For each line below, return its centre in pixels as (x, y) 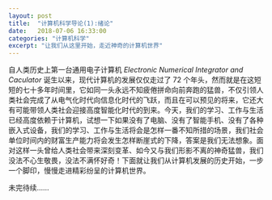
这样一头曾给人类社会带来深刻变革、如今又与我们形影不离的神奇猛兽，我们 (139, 151)
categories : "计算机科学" (49, 38)
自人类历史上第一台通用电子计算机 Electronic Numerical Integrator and (126, 70)
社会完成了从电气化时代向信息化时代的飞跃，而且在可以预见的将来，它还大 (139, 100)
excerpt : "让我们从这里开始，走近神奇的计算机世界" (86, 46)
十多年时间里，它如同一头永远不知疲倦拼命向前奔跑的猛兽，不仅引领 (143, 90)
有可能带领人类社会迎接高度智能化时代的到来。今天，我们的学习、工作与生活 (136, 110)
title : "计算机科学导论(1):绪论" (61, 23)
